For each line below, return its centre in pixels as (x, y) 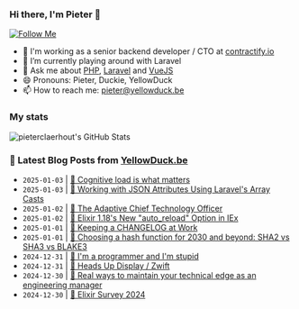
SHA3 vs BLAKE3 (54, 246)
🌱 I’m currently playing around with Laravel (102, 61)
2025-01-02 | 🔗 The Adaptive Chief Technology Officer (122, 208)
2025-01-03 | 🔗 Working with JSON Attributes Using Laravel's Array (146, 189)
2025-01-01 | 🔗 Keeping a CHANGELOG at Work (110, 227)
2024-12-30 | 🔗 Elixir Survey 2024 (84, 294)
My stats (29, 117)
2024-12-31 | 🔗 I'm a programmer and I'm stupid (111, 256)
